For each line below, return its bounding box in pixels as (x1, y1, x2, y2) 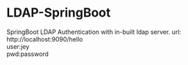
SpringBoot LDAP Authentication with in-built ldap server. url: (6, 28, 182, 36)
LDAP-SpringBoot (6, 5, 111, 21)
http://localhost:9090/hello (6, 35, 83, 43)
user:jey (6, 42, 30, 50)
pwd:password (6, 50, 49, 58)
